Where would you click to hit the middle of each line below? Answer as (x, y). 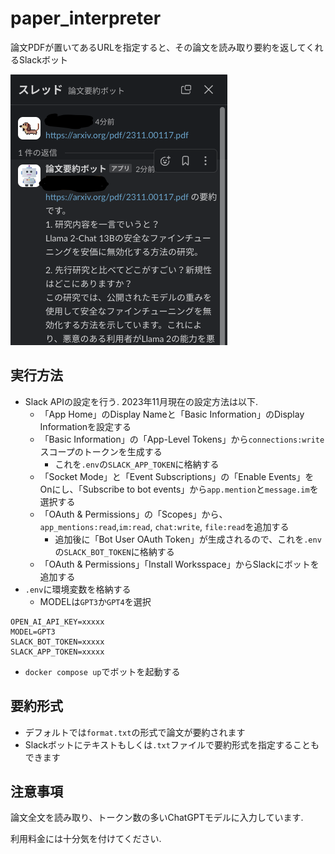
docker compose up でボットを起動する (102, 671)
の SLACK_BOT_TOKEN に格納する (114, 551)
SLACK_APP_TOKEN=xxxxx (57, 652)
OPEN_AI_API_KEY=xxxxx (57, 622)
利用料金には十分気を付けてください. (86, 839)
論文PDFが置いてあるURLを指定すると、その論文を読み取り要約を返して (158, 47)
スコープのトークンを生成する (101, 451)
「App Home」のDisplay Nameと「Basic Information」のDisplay (172, 414)
